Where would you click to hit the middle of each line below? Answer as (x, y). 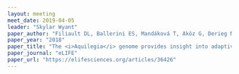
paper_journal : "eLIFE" (43, 54)
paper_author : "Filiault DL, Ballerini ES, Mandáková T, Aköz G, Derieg (117, 33)
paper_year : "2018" (36, 40)
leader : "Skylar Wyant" (43, 27)
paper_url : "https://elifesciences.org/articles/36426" (92, 60)
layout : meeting (31, 14)
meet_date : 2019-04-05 (41, 20)
